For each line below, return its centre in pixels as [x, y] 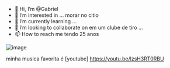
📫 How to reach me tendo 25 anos [57, 34]
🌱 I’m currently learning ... [46, 21]
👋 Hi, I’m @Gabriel [36, 9]
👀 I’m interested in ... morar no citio [57, 15]
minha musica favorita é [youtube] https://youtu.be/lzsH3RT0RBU [85, 59]
